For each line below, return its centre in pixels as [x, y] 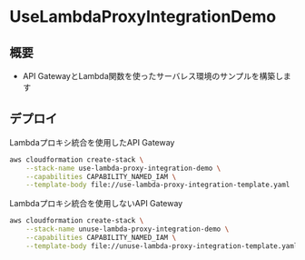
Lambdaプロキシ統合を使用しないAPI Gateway [96, 204]
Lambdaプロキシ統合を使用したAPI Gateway [92, 142]
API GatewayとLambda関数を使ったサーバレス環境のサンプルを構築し [153, 76]
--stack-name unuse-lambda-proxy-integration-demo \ [128, 229]
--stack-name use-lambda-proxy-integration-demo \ [123, 168]
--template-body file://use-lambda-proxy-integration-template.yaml [158, 185]
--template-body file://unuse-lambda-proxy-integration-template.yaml [162, 246]
